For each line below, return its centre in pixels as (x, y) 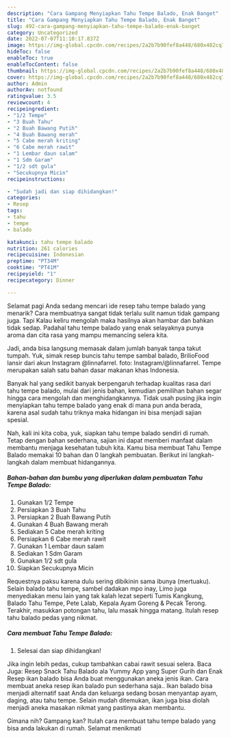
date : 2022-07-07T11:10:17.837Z (53, 39)
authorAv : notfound (35, 90)
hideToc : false (29, 52)
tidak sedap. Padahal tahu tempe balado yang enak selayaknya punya (105, 328)
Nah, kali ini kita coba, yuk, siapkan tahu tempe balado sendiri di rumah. (108, 433)
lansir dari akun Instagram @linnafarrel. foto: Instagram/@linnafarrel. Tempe (114, 362)
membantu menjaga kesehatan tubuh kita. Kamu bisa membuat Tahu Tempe (114, 447)
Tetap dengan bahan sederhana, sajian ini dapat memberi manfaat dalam (110, 440)
